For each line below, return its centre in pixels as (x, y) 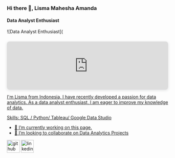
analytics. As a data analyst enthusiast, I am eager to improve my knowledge (87, 102)
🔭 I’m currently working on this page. (53, 127)
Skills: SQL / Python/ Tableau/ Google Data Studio (59, 117)
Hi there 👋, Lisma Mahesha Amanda (52, 8)
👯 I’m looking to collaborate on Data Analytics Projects (71, 133)
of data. (15, 108)
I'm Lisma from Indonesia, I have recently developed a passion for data (82, 97)
